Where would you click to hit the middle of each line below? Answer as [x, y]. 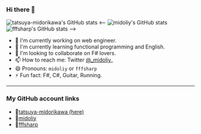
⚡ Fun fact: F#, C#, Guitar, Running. [58, 75]
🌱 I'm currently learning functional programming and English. [90, 47]
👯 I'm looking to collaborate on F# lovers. [66, 53]
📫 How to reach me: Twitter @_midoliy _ [64, 60]
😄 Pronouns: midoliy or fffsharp [56, 69]
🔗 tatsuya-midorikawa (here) [49, 112]
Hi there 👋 [21, 10]
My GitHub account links [43, 99]
